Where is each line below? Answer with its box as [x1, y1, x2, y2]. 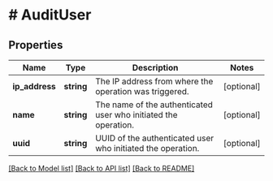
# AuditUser [8, 6, 92, 24]
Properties [8, 38, 63, 52]
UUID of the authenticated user [94, 132, 214, 144]
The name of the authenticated [94, 99, 214, 110]
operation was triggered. [94, 86, 189, 97]
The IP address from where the [94, 75, 214, 87]
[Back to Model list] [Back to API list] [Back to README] [8, 164, 195, 173]
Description [132, 62, 179, 73]
